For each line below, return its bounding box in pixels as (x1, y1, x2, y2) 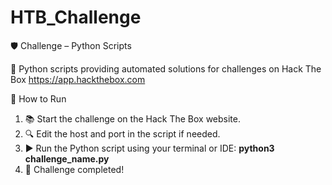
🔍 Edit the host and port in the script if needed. (24, 127, 221, 140)
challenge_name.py (24, 152, 110, 165)
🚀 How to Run (10, 92, 67, 105)
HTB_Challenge (10, 6, 142, 29)
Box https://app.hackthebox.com (10, 73, 146, 85)
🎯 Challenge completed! (24, 163, 125, 175)
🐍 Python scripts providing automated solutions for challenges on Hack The (10, 62, 322, 75)
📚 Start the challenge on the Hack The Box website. (24, 112, 241, 125)
